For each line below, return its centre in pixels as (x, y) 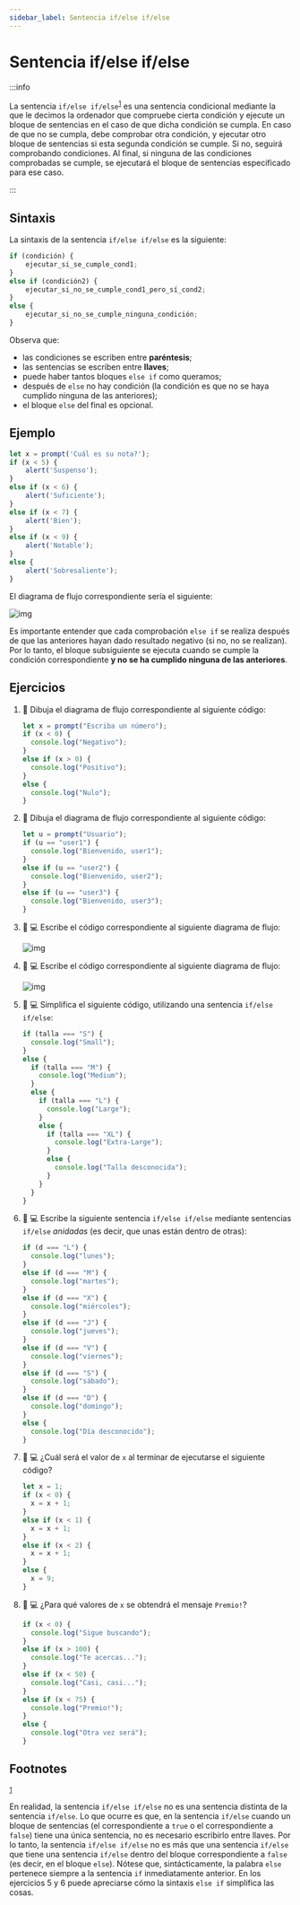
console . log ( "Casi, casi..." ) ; (89, 1682)
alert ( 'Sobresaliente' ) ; (72, 571)
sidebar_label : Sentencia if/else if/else (90, 17)
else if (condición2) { (54, 281)
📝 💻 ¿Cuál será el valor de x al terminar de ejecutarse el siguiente (144, 1457)
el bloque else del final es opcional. (88, 405)
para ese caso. (37, 172)
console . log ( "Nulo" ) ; (71, 792)
